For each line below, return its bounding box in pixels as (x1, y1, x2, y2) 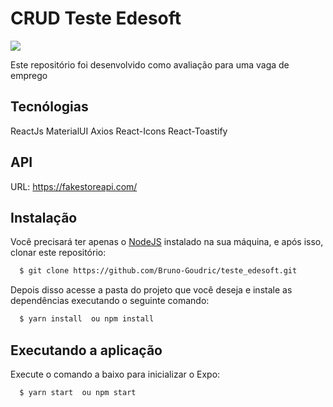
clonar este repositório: (10, 247, 107, 259)
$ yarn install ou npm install (19, 314, 155, 324)
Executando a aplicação (10, 342, 163, 359)
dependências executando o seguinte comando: (10, 295, 210, 307)
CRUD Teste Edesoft (10, 7, 182, 30)
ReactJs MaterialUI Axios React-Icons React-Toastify (10, 125, 228, 137)
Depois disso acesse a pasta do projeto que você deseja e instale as (10, 284, 293, 296)
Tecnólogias (10, 98, 89, 116)
